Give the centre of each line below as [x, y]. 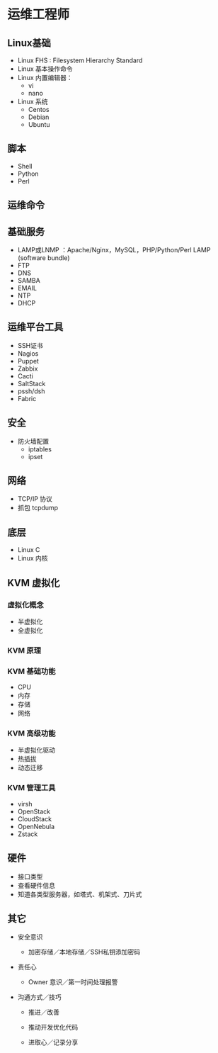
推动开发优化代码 [53, 1027]
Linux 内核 [33, 558]
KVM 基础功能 [31, 671]
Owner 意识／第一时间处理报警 [73, 982]
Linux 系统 [33, 101]
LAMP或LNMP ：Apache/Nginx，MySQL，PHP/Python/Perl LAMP [114, 250]
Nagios [28, 353]
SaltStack [31, 383]
